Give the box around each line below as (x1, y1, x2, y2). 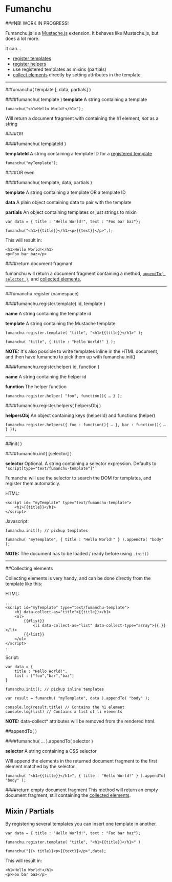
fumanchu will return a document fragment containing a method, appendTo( (5, 270, 164, 276)
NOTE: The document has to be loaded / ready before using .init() (5, 550, 149, 556)
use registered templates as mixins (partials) (12, 66, 106, 72)
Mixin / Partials (5, 807, 54, 816)
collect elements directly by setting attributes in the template (12, 71, 141, 77)
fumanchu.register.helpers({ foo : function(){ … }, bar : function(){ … (5, 422, 166, 427)
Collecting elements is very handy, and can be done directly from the (5, 575, 151, 581)
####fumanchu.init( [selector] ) (5, 450, 72, 456)
